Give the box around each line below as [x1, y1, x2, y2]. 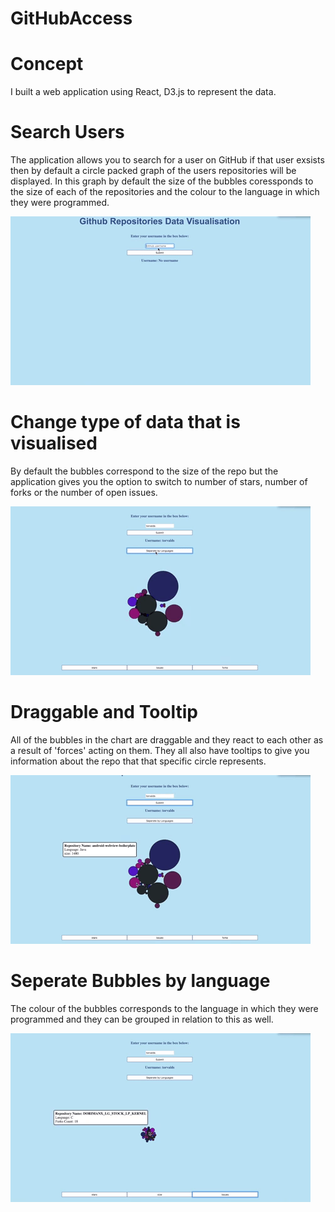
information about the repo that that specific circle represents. [10, 755, 267, 767]
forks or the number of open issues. [10, 487, 158, 498]
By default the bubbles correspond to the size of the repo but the [10, 465, 279, 477]
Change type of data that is [10, 411, 241, 434]
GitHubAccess [10, 7, 133, 30]
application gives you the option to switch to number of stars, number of [10, 476, 308, 487]
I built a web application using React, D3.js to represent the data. [10, 86, 277, 98]
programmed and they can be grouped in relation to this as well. [10, 1013, 274, 1025]
